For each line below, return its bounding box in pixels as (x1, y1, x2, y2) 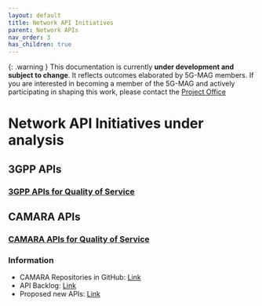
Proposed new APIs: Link (19, 290, 100, 299)
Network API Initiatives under (8, 115, 204, 133)
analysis (8, 131, 64, 149)
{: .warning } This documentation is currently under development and (8, 62, 235, 71)
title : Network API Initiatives (8, 19, 114, 27)
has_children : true (8, 41, 72, 49)
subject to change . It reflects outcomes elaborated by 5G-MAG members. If (8, 71, 254, 80)
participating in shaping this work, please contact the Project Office (8, 87, 226, 97)
